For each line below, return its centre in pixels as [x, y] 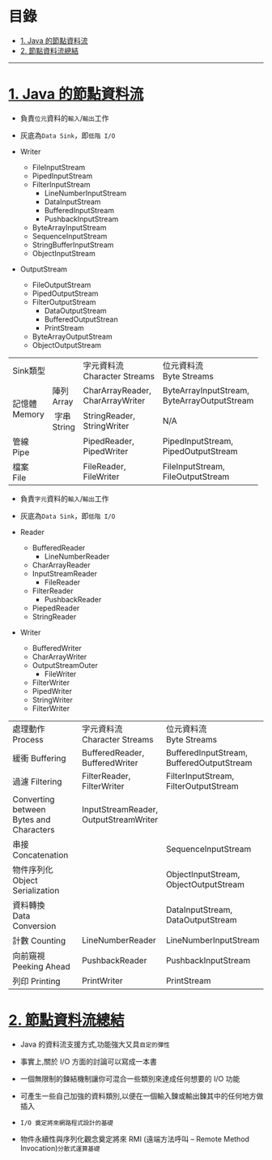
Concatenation [40, 854]
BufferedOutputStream [209, 763]
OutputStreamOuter [65, 665]
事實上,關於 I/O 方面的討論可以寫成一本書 [89, 1061]
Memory [28, 414]
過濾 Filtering [37, 781]
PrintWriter [102, 980]
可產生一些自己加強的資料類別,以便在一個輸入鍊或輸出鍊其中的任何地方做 [142, 1096]
